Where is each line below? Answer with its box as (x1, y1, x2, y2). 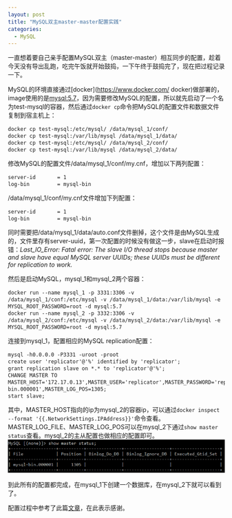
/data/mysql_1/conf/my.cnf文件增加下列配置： (8, 194, 137, 203)
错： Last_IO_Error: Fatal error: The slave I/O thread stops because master (8, 245, 218, 254)
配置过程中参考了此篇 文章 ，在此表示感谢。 (8, 504, 129, 512)
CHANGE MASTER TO (8, 372, 58, 379)
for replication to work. (8, 260, 73, 269)
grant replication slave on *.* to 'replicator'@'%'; (8, 365, 166, 372)
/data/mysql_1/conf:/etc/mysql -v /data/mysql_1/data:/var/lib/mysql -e (8, 296, 221, 303)
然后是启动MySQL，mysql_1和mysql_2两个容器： (8, 275, 147, 283)
